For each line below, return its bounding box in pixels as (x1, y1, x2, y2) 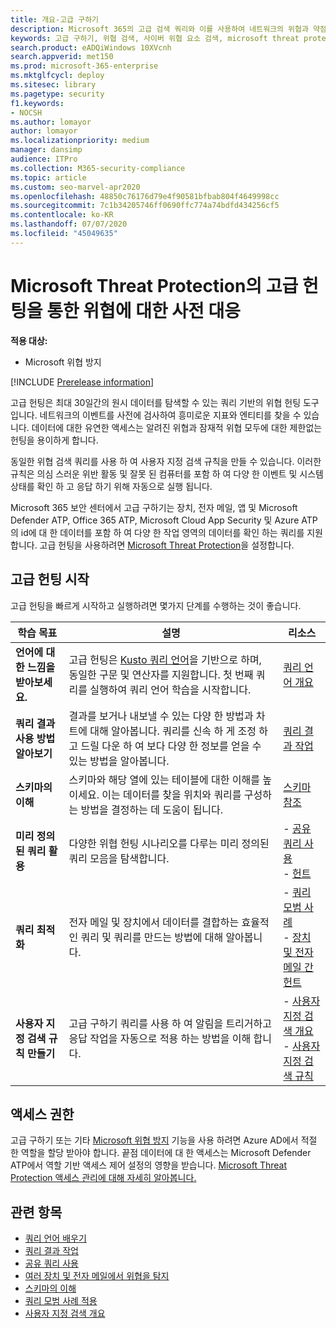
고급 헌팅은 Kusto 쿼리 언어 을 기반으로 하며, (68, 652, 262, 666)
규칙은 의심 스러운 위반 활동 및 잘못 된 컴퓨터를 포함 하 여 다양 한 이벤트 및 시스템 (10, 467, 324, 480)
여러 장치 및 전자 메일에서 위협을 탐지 (24, 1270, 170, 1282)
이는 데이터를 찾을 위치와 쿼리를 (101, 787, 242, 801)
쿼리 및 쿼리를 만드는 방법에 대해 (80, 930, 224, 944)
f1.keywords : (10, 98, 65, 108)
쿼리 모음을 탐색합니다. (68, 851, 170, 865)
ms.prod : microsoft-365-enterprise (10, 61, 159, 71)
